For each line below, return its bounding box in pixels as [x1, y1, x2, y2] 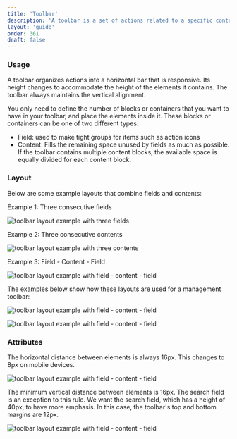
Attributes [7, 337, 43, 347]
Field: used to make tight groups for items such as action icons [17, 133, 200, 142]
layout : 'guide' [7, 23, 55, 30]
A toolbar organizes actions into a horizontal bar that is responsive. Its [7, 75, 210, 85]
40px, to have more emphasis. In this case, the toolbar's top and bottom [7, 403, 217, 412]
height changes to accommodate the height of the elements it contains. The [7, 83, 228, 92]
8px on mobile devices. [7, 361, 75, 369]
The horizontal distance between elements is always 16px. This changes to [7, 353, 225, 361]
